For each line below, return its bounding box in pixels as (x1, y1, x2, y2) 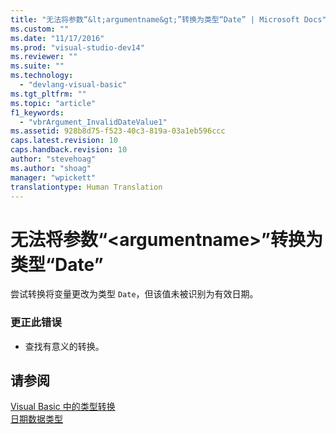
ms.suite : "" (10, 61, 65, 71)
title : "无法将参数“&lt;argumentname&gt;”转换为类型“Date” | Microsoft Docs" (10, 14, 327, 25)
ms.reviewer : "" (10, 52, 78, 62)
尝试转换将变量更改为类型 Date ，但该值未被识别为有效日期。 (10, 288, 259, 300)
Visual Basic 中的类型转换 (10, 401, 116, 413)
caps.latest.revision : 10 (10, 136, 118, 146)
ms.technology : (10, 71, 74, 81)
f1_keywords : (10, 107, 65, 118)
